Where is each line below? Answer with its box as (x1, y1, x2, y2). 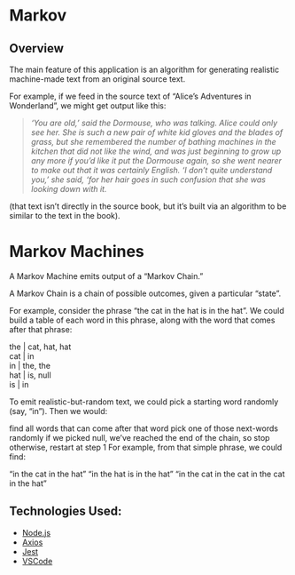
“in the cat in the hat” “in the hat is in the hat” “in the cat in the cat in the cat (9, 468, 285, 479)
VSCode (21, 555, 53, 566)
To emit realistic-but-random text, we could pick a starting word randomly (9, 396, 279, 407)
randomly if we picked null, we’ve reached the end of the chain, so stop (9, 432, 270, 443)
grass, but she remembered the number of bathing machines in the (30, 137, 276, 147)
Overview (9, 41, 65, 56)
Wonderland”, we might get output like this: (9, 100, 167, 111)
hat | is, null (9, 370, 51, 380)
